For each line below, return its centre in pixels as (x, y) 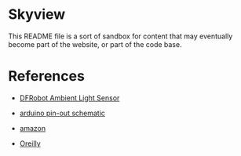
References (46, 76)
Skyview (37, 15)
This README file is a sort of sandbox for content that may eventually (120, 36)
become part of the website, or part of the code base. (95, 44)
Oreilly (30, 143)
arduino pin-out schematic (62, 113)
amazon (32, 128)
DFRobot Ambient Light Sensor (69, 98)
